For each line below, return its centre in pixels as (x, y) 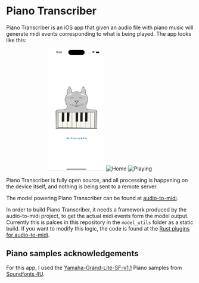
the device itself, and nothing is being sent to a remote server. (82, 186)
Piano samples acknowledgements (72, 254)
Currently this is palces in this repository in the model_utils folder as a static (100, 222)
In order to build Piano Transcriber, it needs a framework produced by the (97, 209)
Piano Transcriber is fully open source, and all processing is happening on (97, 180)
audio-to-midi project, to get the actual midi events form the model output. (97, 216)
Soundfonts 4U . (25, 274)
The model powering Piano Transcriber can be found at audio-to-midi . (92, 198)
